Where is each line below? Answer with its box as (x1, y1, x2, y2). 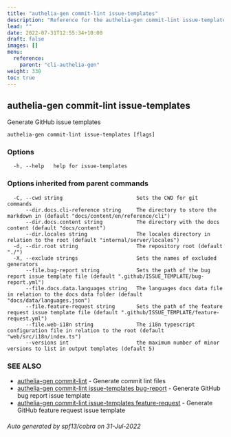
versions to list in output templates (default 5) (7, 345, 155, 352)
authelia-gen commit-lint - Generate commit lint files (16, 377, 166, 385)
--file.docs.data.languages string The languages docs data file (25, 285, 223, 292)
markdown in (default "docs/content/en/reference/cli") (7, 212, 170, 219)
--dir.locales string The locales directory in (25, 230, 211, 238)
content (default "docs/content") (7, 225, 107, 232)
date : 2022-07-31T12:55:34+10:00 (7, 29, 103, 37)
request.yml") (7, 315, 48, 322)
